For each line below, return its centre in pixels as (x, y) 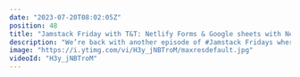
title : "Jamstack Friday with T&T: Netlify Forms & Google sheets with (145, 34)
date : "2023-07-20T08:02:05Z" (66, 17)
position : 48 (33, 26)
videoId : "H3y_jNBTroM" (54, 58)
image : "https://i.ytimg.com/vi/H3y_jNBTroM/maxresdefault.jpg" (131, 50)
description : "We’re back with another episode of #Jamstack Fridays (142, 42)
